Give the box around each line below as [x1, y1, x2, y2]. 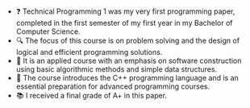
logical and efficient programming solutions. [15, 48, 163, 56]
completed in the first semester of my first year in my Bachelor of [15, 19, 233, 27]
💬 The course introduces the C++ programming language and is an [15, 73, 240, 82]
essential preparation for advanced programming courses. [15, 81, 210, 91]
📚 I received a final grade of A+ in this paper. [15, 91, 168, 100]
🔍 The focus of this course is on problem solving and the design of [15, 35, 240, 45]
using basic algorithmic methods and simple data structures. [15, 64, 218, 74]
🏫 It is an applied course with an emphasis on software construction [15, 56, 242, 65]
